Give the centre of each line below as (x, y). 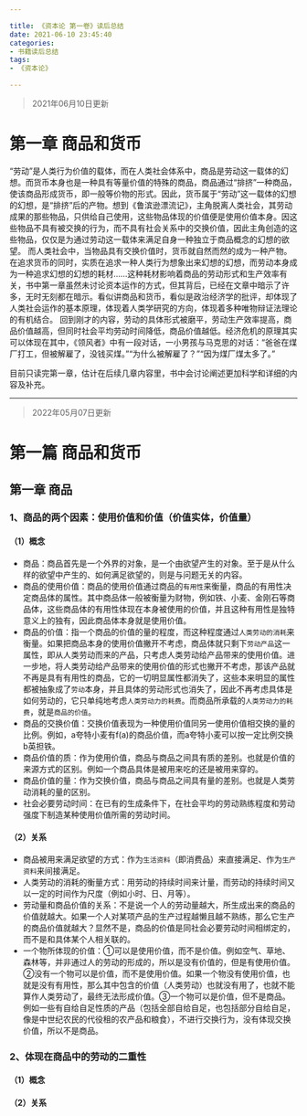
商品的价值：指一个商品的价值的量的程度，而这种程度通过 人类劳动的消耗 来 (159, 632)
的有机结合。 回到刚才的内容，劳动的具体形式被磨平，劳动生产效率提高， (147, 319)
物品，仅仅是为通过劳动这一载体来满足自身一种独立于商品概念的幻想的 (149, 239)
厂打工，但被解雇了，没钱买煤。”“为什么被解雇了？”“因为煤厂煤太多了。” (143, 354)
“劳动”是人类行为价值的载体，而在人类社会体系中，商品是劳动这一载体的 (145, 171)
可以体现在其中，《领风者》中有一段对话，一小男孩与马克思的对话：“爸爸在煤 (153, 342)
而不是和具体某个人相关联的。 (79, 939)
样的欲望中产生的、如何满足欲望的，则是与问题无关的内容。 (135, 574)
